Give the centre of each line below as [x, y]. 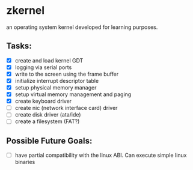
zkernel [26, 11]
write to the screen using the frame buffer [67, 74]
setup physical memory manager [56, 87]
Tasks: [19, 46]
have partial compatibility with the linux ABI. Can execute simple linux [101, 155]
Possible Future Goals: [49, 141]
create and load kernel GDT [49, 60]
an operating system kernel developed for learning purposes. [82, 27]
